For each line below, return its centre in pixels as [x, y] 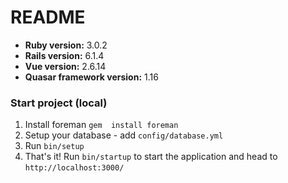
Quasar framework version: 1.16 [91, 77]
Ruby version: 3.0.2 [66, 45]
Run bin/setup [54, 146]
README [48, 17]
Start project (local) [59, 103]
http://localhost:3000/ [74, 168]
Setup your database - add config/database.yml [124, 135]
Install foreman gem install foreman [101, 125]
